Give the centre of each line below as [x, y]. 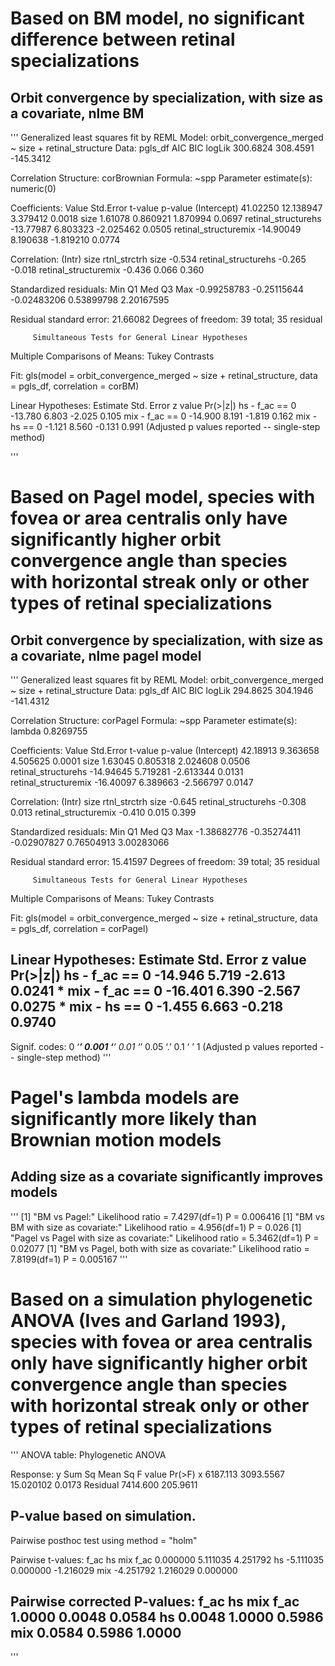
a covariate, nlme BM [77, 113]
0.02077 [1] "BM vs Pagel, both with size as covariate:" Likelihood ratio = [160, 1248]
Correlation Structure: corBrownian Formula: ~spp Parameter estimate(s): [161, 178]
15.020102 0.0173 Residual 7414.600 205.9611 [104, 1484]
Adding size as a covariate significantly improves [167, 1177]
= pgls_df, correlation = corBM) [75, 386]
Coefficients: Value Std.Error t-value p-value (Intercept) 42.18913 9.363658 [165, 750]
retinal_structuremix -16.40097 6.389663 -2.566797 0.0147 [132, 782]
